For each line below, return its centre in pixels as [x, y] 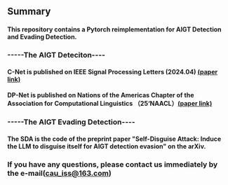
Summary [29, 12]
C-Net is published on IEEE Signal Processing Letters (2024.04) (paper [113, 71]
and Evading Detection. [42, 36]
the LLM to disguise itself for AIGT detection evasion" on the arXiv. [107, 146]
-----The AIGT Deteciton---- [56, 55]
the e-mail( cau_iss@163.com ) [60, 173]
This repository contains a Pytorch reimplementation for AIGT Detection [115, 29]
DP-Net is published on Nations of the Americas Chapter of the [101, 95]
